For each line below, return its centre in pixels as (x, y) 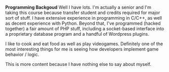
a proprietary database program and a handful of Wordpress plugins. (77, 34)
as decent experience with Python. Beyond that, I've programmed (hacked (83, 23)
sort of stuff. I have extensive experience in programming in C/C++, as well (84, 18)
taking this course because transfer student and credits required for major (83, 13)
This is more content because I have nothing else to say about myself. (78, 64)
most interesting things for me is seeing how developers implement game (82, 49)
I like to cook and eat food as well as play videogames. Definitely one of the (84, 44)
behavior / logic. (22, 54)
